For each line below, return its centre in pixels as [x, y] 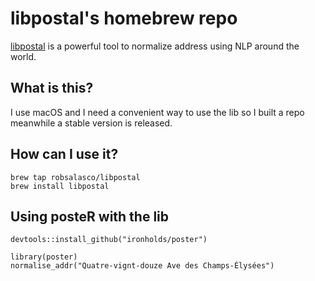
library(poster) [44, 257]
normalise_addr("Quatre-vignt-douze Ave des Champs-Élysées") [142, 266]
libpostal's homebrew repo [124, 18]
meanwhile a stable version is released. [91, 123]
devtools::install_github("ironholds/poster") [109, 240]
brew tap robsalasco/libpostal [75, 177]
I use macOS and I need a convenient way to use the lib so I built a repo [157, 112]
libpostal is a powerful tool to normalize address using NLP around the [155, 46]
